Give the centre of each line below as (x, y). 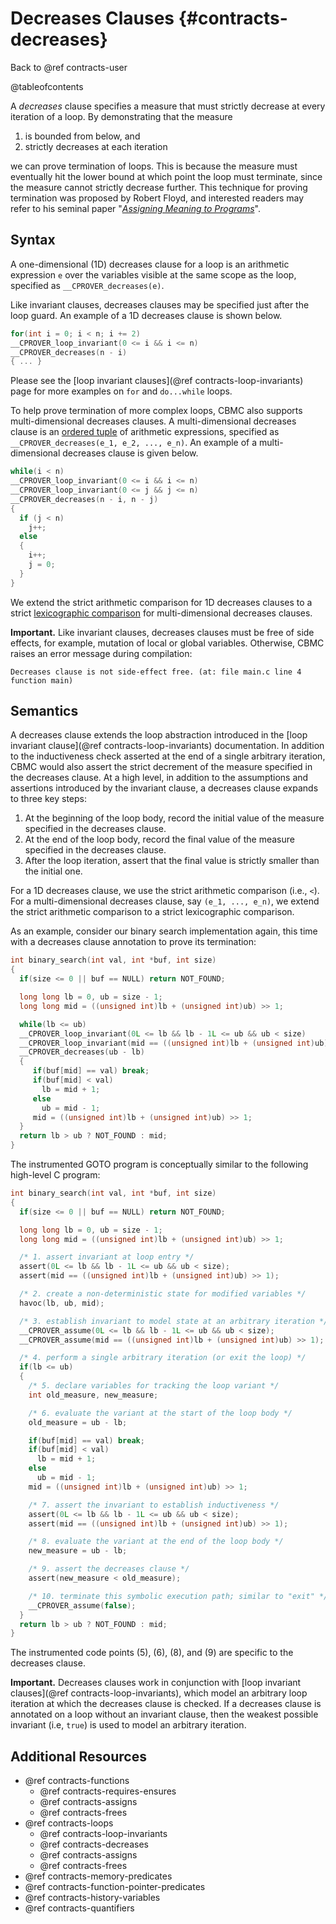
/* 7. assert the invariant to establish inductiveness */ (154, 1505)
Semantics (44, 711)
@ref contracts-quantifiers (79, 1908)
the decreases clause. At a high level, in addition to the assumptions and (159, 778)
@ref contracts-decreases (94, 1844)
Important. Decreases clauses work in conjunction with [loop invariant (156, 1683)
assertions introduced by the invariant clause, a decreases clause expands (164, 788)
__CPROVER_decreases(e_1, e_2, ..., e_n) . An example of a (134, 443)
